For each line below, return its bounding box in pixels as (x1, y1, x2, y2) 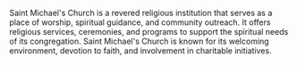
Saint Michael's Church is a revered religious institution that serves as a (9, 8, 273, 18)
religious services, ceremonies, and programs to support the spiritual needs (9, 27, 289, 37)
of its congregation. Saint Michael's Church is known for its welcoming (9, 36, 270, 46)
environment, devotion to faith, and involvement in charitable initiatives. (9, 45, 272, 56)
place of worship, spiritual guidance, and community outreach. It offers (9, 17, 271, 28)
